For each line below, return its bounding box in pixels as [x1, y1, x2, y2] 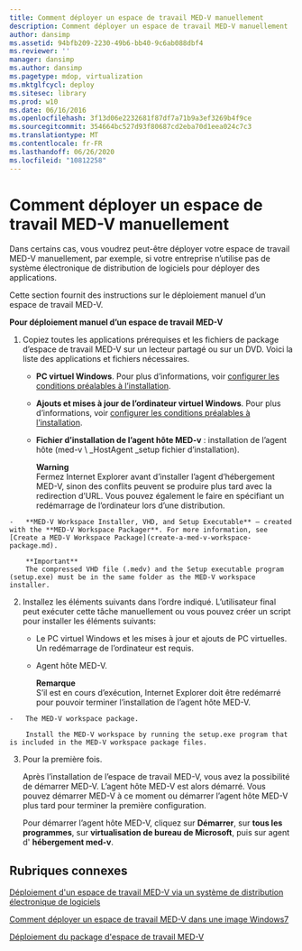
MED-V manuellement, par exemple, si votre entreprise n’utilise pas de [9, 254, 270, 264]
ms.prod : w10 [9, 97, 59, 106]
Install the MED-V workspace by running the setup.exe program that [25, 730, 288, 740]
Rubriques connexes [9, 863, 128, 878]
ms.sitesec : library [9, 88, 87, 97]
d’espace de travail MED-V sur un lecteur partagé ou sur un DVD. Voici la [22, 344, 293, 355]
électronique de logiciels [9, 897, 101, 908]
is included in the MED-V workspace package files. [9, 738, 207, 747]
